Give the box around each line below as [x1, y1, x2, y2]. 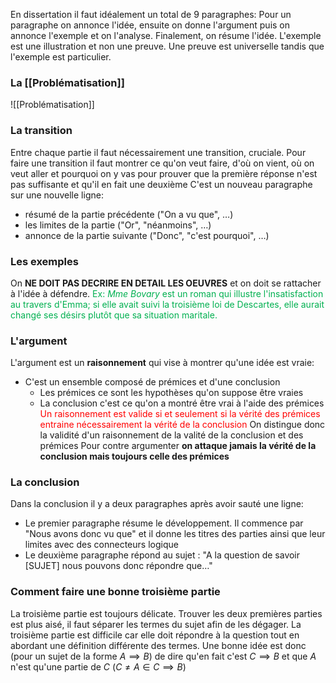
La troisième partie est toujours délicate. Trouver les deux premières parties [10, 607, 323, 619]
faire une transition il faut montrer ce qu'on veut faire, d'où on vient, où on [10, 157, 315, 169]
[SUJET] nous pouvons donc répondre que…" [24, 560, 213, 572]
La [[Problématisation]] [10, 75, 125, 89]
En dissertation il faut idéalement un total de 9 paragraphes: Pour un [10, 9, 292, 20]
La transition [10, 124, 73, 138]
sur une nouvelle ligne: [10, 189, 104, 201]
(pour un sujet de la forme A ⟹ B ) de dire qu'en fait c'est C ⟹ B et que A [10, 650, 317, 662]
